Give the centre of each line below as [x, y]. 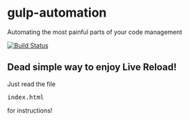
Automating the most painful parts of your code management [95, 32]
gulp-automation [57, 13]
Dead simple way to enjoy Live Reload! [92, 67]
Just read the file [31, 84]
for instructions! [30, 110]
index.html [26, 97]
